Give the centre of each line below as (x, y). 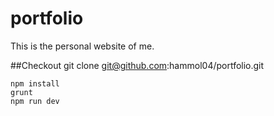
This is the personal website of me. (82, 46)
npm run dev (35, 101)
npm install (35, 83)
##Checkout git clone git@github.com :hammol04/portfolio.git (137, 65)
